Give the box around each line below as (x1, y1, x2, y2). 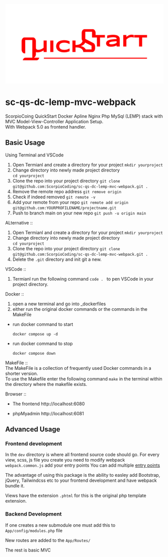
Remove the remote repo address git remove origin (12, 188, 122, 194)
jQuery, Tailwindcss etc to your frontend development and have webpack (5, 477, 157, 483)
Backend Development (5, 511, 62, 518)
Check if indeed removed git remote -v (12, 194, 96, 200)
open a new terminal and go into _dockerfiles (12, 301, 106, 307)
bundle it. (5, 483, 25, 489)
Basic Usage (5, 138, 45, 147)
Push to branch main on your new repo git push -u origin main (12, 210, 146, 216)
